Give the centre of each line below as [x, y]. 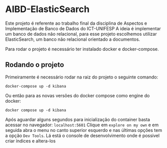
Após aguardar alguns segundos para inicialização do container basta [78, 119]
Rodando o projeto [35, 65]
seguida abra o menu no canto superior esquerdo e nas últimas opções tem [84, 130]
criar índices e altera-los [30, 141]
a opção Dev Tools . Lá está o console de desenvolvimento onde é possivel [82, 135]
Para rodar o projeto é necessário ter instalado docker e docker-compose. [82, 49]
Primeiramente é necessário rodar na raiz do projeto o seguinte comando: [82, 77]
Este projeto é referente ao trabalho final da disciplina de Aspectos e [76, 23]
